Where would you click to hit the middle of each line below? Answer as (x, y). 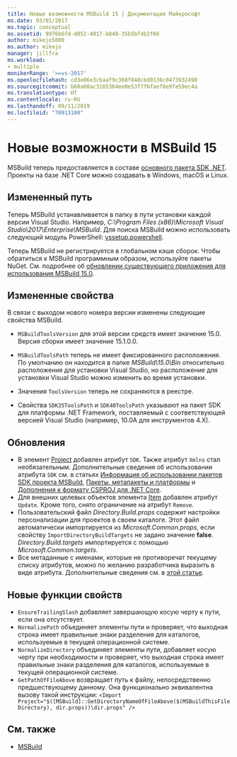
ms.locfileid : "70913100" (45, 113)
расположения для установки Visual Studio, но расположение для (117, 370)
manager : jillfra (33, 54)
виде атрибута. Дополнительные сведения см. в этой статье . (111, 573)
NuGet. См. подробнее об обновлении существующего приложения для (117, 266)
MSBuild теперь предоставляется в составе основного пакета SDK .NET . (117, 167)
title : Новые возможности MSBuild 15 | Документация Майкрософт (104, 14)
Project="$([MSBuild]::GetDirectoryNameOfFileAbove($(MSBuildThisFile (124, 701)
